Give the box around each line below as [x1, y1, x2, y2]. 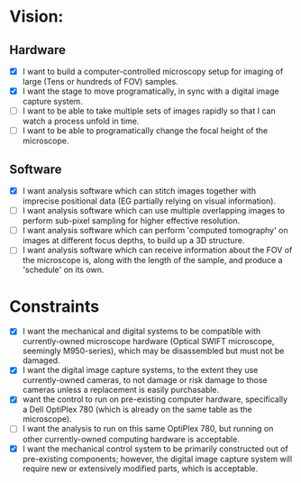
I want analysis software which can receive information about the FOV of [22, 245, 293, 256]
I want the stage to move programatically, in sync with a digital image [22, 86, 279, 96]
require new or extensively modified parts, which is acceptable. [22, 462, 259, 474]
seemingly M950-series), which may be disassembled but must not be [22, 345, 285, 357]
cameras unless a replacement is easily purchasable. [22, 385, 220, 396]
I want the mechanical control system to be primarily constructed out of [22, 443, 288, 454]
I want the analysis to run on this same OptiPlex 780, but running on [22, 424, 274, 434]
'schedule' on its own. [22, 264, 105, 276]
